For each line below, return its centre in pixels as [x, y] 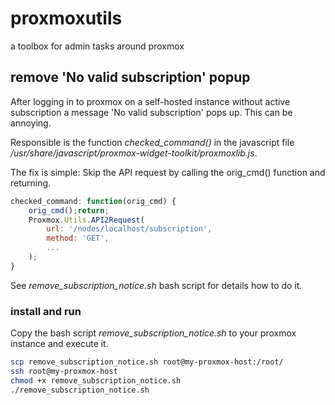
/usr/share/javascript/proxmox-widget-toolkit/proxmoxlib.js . [134, 153]
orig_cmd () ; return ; [69, 210]
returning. [31, 183]
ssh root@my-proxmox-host [64, 371]
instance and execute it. [59, 344]
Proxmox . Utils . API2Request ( [86, 220]
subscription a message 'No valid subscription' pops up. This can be [151, 112]
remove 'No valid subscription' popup [130, 77]
